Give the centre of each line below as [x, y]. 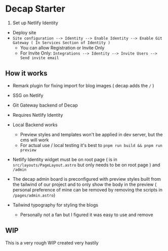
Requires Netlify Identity [38, 115]
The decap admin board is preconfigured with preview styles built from [87, 179]
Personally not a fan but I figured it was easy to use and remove [87, 215]
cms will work [34, 140]
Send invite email [39, 58]
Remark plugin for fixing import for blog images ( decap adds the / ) [83, 85]
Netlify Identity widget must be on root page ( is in [65, 159]
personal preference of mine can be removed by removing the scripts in [88, 189]
